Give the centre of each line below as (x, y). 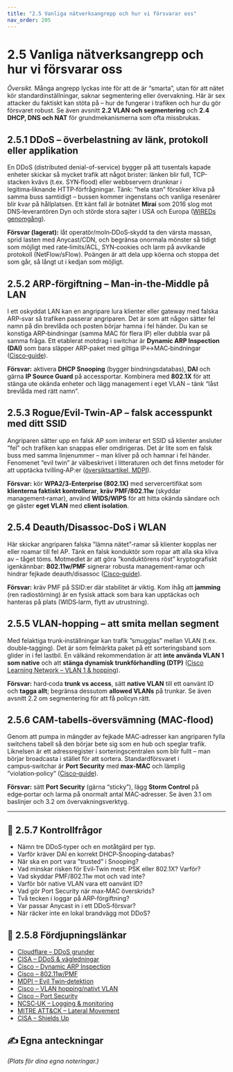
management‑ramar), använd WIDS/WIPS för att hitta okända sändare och (113, 498)
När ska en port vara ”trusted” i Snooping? (78, 862)
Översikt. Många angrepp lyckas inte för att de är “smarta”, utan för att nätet (115, 88)
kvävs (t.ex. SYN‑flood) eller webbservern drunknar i (106, 182)
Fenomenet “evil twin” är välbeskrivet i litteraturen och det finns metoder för (115, 462)
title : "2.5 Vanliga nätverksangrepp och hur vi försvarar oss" (102, 14)
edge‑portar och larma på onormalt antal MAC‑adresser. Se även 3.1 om (110, 794)
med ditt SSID (37, 424)
